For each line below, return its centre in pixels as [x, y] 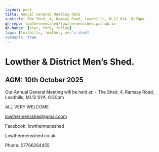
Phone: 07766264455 [27, 145]
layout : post [19, 10]
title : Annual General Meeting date [43, 14]
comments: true [21, 38]
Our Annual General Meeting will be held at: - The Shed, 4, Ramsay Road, [80, 92]
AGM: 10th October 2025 [44, 80]
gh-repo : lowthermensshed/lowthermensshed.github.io [60, 24]
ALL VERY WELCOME [27, 106]
